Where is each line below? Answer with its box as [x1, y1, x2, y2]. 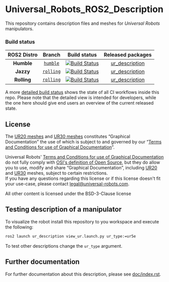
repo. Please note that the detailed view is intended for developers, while [5, 95, 156, 101]
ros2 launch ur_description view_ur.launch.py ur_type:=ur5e [5, 233, 136, 239]
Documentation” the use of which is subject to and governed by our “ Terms [5, 139, 162, 145]
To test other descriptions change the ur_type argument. [5, 243, 123, 249]
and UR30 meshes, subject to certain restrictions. [5, 170, 108, 176]
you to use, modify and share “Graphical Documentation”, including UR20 [5, 165, 157, 171]
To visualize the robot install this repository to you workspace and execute [5, 218, 159, 224]
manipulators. [5, 25, 34, 31]
